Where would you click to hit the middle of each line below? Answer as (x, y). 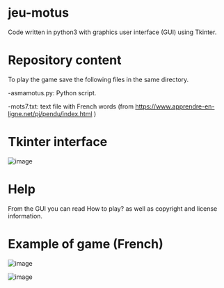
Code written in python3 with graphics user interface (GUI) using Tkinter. (112, 32)
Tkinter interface (58, 142)
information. (25, 216)
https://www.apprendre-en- (175, 106)
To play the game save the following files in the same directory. (98, 79)
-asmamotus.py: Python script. (52, 93)
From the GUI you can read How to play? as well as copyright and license (113, 208)
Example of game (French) (86, 244)
